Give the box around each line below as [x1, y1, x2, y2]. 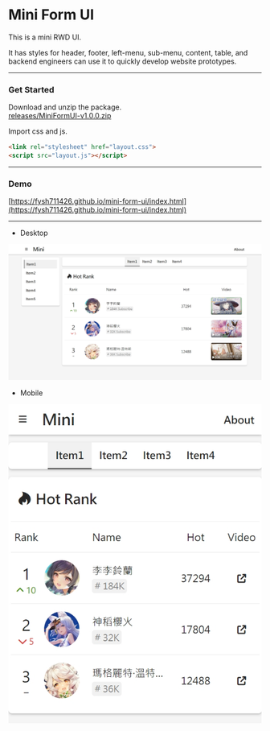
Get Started [8, 84, 55, 95]
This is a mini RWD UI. [8, 32, 82, 42]
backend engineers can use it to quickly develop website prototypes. [8, 56, 237, 66]
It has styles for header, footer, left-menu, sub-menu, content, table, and [8, 47, 248, 57]
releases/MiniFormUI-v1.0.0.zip [8, 111, 112, 121]
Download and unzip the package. [8, 102, 122, 112]
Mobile [19, 388, 43, 398]
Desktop [19, 228, 48, 238]
